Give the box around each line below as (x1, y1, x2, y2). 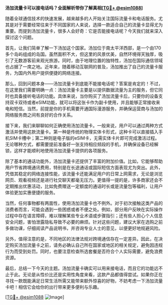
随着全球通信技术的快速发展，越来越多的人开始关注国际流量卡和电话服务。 (5, 16, 158, 22)
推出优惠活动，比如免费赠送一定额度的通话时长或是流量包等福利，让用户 (13, 183, 163, 189)
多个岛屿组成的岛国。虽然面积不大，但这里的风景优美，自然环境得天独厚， (5, 51, 158, 57)
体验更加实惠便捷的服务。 (5, 190, 58, 195)
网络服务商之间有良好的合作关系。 (5, 112, 75, 118)
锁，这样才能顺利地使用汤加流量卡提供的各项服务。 (5, 148, 110, 153)
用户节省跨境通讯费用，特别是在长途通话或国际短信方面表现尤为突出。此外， (5, 165, 163, 170)
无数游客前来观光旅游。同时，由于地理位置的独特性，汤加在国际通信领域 (13, 58, 163, 63)
